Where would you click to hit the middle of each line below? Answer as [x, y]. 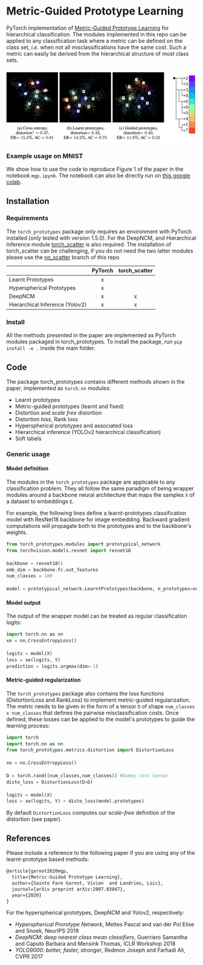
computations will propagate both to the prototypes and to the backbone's [99, 526]
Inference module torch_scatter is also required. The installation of [89, 244]
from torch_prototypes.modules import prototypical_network [84, 544]
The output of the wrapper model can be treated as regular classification [97, 616]
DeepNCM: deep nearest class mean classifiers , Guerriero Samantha [101, 937]
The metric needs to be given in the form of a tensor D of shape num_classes [101, 706]
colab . [14, 182]
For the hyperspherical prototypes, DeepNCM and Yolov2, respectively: [95, 913]
